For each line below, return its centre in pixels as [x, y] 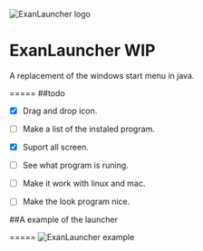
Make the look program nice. [76, 202]
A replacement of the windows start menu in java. [102, 75]
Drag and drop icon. [60, 111]
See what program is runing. [75, 165]
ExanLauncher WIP [82, 51]
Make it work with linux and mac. [84, 183]
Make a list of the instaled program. [89, 129]
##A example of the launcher [63, 220]
